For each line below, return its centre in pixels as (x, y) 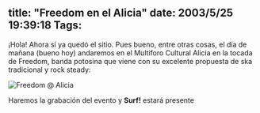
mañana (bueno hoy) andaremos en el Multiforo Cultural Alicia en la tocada (130, 53)
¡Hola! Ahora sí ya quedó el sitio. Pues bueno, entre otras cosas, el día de (128, 44)
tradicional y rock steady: (50, 70)
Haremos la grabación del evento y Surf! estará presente (101, 100)
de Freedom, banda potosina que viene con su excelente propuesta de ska (130, 61)
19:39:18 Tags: (45, 26)
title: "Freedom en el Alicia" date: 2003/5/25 (121, 13)
